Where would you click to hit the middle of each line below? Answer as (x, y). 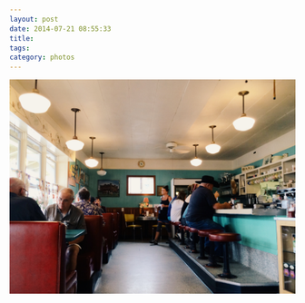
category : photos (42, 58)
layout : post (34, 19)
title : (22, 38)
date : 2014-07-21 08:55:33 (60, 29)
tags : (20, 48)
